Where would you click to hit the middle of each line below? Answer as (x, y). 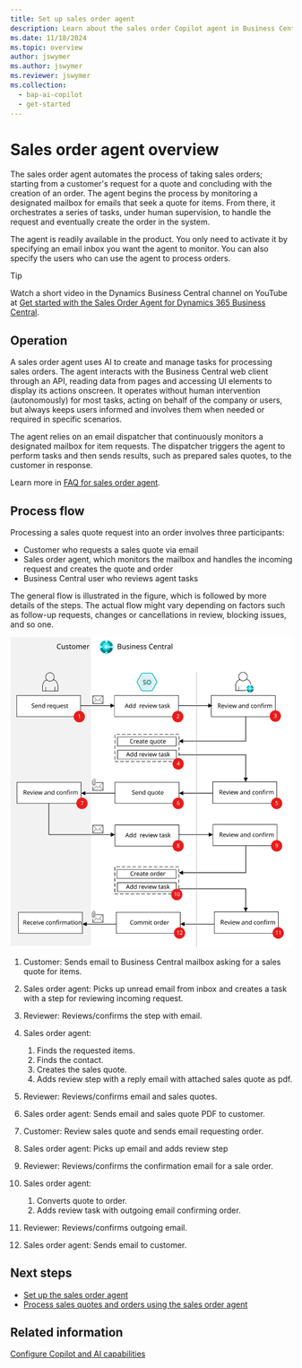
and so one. (32, 624)
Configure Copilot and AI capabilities (78, 1354)
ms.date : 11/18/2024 (49, 38)
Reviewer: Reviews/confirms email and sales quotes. (120, 1096)
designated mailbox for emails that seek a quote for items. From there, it (143, 203)
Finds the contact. (70, 1059)
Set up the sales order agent (76, 1294)
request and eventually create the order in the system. (110, 222)
